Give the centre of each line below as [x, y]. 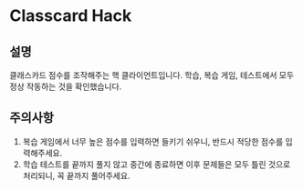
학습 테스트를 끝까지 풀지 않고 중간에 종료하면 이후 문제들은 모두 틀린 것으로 [157, 164]
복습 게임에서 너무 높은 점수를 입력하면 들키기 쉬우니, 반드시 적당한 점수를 [153, 141]
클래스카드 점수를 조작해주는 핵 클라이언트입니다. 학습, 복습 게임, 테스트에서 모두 [152, 75]
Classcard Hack [71, 16]
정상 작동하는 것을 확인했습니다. [66, 86]
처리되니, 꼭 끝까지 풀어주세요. [76, 175]
